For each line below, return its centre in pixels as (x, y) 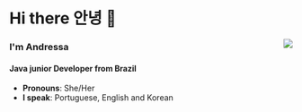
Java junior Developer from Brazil (73, 68)
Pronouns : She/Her (58, 88)
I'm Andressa (39, 47)
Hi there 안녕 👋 (63, 18)
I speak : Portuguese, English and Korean (98, 98)
